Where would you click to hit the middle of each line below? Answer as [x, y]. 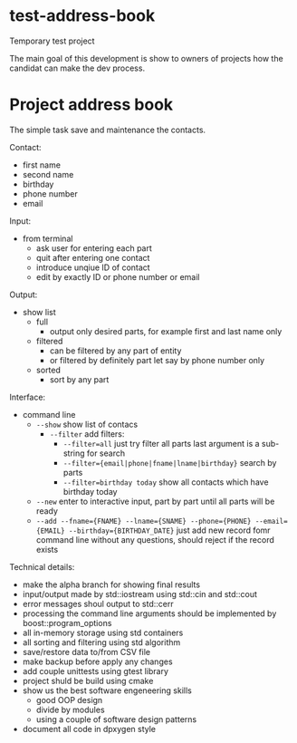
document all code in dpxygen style [89, 729]
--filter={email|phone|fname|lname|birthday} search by [170, 462]
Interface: [28, 397]
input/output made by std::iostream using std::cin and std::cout [140, 593]
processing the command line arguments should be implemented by [149, 613]
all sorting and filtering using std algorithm [101, 642]
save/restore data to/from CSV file [86, 651]
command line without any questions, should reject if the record [155, 539]
